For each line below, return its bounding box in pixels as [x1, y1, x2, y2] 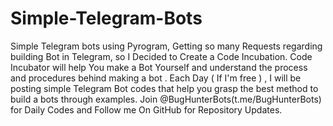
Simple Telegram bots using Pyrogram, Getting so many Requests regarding [10, 40, 323, 52]
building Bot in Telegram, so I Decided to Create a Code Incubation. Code [10, 50, 313, 62]
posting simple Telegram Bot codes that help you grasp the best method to [10, 82, 319, 94]
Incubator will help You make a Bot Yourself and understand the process [10, 61, 308, 73]
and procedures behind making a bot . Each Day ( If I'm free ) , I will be [10, 72, 302, 84]
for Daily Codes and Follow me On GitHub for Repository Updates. [10, 103, 283, 116]
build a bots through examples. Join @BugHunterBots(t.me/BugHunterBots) [10, 93, 322, 105]
